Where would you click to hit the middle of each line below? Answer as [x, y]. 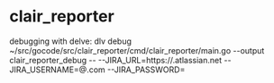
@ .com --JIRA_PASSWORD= [132, 70]
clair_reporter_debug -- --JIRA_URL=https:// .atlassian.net [116, 60]
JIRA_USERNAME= [44, 70]
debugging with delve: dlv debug [71, 41]
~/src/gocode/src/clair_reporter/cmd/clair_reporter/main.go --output [137, 50]
